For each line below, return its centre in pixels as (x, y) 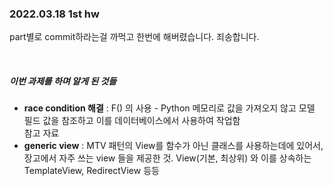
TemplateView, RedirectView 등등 (91, 171)
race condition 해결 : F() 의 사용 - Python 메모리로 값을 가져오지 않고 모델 (169, 108)
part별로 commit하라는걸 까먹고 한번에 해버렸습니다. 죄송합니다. (134, 37)
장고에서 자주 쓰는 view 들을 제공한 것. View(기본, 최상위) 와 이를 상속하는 (167, 158)
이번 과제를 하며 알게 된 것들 (63, 81)
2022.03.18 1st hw (54, 14)
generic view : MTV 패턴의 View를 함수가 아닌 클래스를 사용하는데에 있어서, (173, 146)
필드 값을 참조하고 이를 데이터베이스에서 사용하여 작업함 (132, 121)
